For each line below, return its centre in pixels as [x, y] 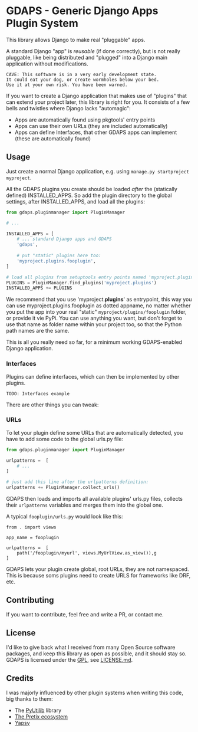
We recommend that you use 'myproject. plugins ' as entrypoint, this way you [99, 300]
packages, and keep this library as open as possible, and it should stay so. [96, 654]
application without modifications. [47, 64]
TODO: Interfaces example [38, 393]
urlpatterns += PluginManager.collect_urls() [63, 488]
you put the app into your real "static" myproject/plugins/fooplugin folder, [96, 312]
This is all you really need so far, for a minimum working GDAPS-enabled [94, 342]
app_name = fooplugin [33, 538]
